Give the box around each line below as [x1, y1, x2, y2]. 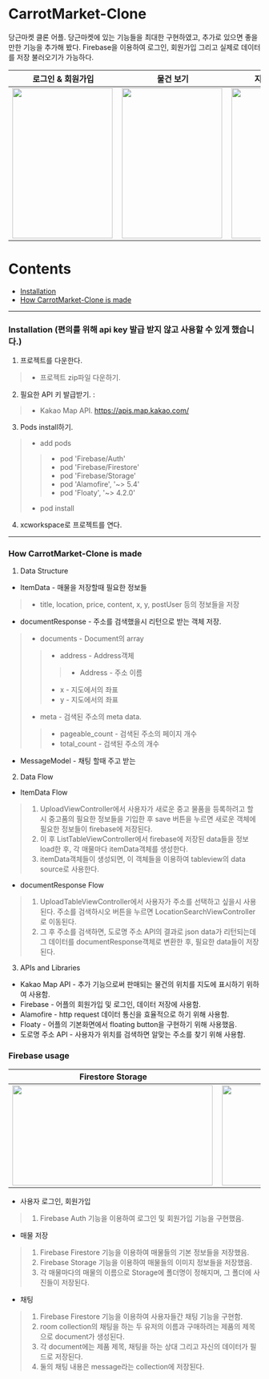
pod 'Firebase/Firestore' [59, 463, 140, 472]
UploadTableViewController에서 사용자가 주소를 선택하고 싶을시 [39, 897, 242, 907]
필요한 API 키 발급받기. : [19, 390, 96, 399]
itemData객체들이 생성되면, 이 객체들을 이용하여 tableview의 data [39, 855, 246, 864]
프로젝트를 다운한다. [19, 356, 82, 366]
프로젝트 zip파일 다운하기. [39, 373, 121, 382]
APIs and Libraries [19, 963, 81, 973]
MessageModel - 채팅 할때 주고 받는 [19, 756, 136, 766]
